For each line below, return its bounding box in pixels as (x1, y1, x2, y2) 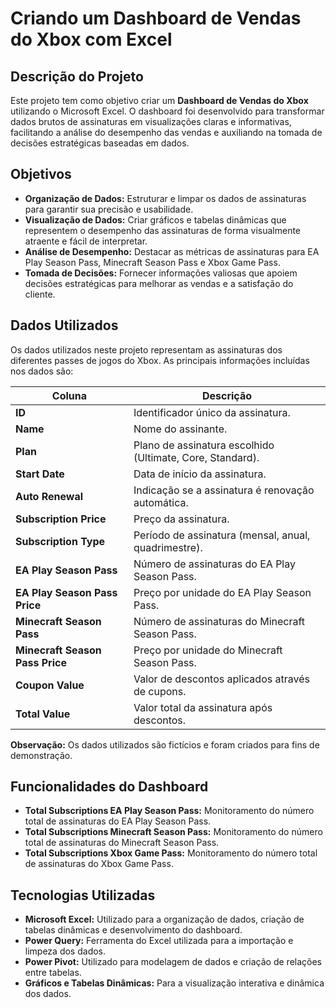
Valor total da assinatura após (133, 700, 273, 714)
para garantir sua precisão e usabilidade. (24, 203, 194, 215)
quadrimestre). (133, 540, 203, 554)
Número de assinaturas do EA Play (133, 557, 296, 571)
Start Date (15, 467, 65, 481)
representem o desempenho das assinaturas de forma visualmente (24, 224, 302, 236)
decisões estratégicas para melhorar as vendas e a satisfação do (24, 277, 294, 289)
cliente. (24, 288, 56, 300)
